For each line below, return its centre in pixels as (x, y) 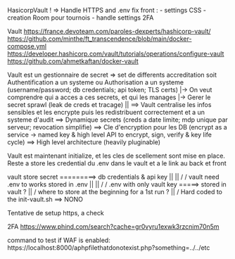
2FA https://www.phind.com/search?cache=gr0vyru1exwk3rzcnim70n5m (113, 227)
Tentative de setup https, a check (56, 213)
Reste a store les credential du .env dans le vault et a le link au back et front (117, 163)
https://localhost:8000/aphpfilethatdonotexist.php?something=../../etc (109, 248)
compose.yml (27, 46)
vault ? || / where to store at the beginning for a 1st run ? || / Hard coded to (115, 192)
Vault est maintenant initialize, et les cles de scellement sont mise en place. (116, 156)
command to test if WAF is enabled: (59, 240)
